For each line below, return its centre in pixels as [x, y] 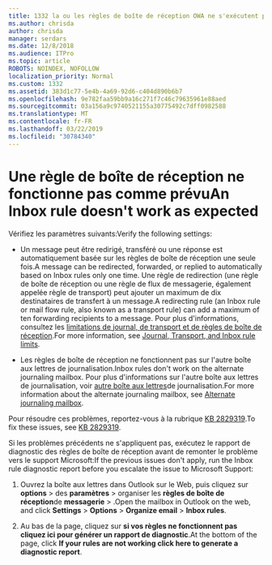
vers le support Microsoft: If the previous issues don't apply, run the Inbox [131, 460]
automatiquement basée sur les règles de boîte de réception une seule [138, 258]
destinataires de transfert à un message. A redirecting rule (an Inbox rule [140, 301]
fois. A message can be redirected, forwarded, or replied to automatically [141, 266]
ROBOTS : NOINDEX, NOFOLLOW [54, 69]
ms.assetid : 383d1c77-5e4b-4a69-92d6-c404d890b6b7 [96, 91]
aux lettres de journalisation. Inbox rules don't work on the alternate [132, 368]
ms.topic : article [39, 62]
